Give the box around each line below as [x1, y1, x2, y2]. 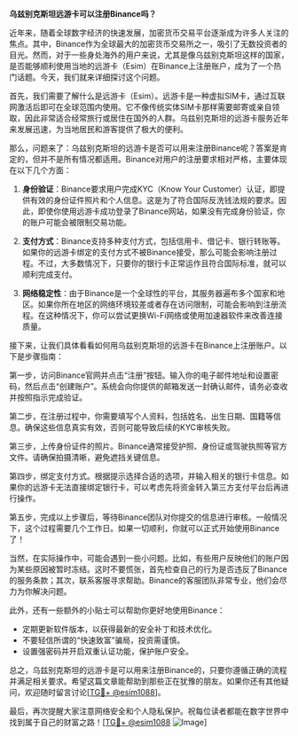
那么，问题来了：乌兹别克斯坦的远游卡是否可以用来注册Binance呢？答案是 [9, 143, 280, 153]
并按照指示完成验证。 [9, 392, 87, 403]
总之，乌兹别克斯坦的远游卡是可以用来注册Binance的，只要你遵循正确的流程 [9, 665, 288, 675]
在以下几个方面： [9, 165, 72, 176]
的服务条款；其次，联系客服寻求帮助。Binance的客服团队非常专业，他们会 [9, 575, 280, 585]
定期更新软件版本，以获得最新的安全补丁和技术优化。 [21, 624, 217, 634]
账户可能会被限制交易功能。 [29, 217, 131, 227]
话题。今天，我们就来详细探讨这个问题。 [16, 72, 165, 82]
